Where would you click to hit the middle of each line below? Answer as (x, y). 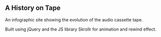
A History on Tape (33, 8)
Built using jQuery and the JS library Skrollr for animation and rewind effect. (81, 29)
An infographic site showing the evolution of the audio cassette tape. (74, 19)
